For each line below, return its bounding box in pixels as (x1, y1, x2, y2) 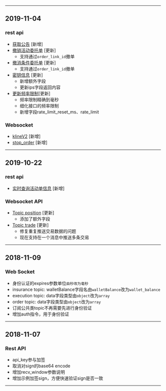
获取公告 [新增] (12, 41, 43, 47)
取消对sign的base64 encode (12, 363, 71, 369)
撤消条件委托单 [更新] (12, 60, 56, 66)
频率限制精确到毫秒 (19, 97, 59, 103)
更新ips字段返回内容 (19, 84, 61, 90)
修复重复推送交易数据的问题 (19, 228, 77, 234)
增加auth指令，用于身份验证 (12, 311, 69, 317)
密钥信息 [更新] (12, 72, 43, 78)
